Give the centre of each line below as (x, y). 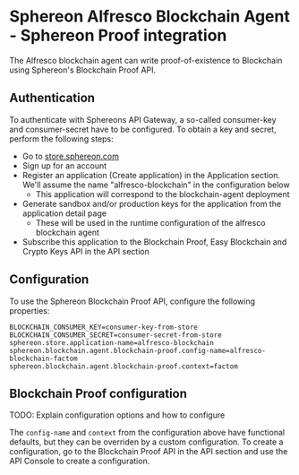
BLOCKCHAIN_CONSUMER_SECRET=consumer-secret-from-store (115, 335)
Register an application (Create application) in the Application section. (151, 175)
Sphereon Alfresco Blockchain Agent (150, 17)
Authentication (52, 98)
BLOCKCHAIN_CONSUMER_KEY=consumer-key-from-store (104, 327)
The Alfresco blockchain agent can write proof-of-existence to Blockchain (146, 60)
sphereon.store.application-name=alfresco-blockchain (112, 342)
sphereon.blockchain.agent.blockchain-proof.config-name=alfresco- (138, 350)
